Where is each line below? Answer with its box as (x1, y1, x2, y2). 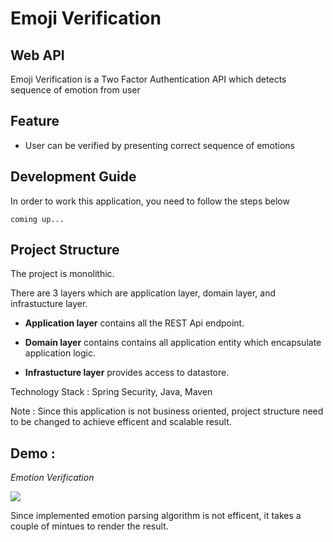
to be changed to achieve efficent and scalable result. (10, 416, 232, 428)
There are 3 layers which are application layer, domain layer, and (10, 287, 277, 299)
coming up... (10, 214, 65, 224)
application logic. (24, 347, 96, 359)
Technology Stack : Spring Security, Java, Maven (10, 386, 213, 398)
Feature (10, 113, 60, 130)
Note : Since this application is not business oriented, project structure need (10, 405, 324, 417)
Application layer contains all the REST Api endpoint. (24, 317, 245, 329)
